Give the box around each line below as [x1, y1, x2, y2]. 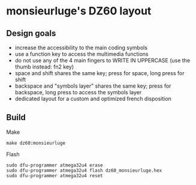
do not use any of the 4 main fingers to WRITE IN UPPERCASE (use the [14, 57, 191, 64]
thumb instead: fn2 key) [14, 63, 74, 70]
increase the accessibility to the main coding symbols [14, 44, 148, 51]
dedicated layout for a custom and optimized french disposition [14, 95, 172, 102]
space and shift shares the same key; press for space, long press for [14, 70, 185, 76]
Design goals [6, 28, 56, 38]
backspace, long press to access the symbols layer [14, 89, 142, 96]
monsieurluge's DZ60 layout [6, 4, 152, 18]
